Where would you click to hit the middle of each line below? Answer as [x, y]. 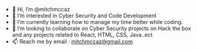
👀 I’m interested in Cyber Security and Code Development [84, 16]
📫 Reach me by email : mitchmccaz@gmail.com [72, 41]
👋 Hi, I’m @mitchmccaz [41, 9]
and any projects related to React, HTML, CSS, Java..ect [82, 35]
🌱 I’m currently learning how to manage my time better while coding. [97, 22]
